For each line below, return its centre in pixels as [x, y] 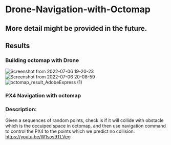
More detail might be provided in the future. [76, 28]
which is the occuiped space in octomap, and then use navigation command [86, 126]
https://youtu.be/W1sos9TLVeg [38, 137]
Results [18, 45]
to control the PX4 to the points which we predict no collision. [70, 131]
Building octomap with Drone [42, 60]
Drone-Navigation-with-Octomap [78, 9]
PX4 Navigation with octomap [43, 96]
